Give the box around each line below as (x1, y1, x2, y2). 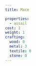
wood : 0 (9, 39, 25, 45)
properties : (5, 16, 29, 21)
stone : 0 (9, 53, 27, 58)
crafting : (5, 35, 25, 40)
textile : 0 (9, 48, 32, 54)
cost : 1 (5, 25, 21, 30)
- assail (9, 21, 27, 26)
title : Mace (5, 7, 29, 12)
